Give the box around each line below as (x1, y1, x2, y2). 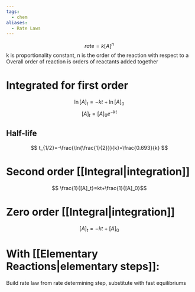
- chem (11, 14, 28, 20)
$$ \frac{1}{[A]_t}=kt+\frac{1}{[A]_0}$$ (51, 184, 147, 191)
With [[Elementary (6, 247, 99, 261)
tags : (6, 8, 19, 15)
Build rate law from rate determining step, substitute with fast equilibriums (6, 279, 186, 286)
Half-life (6, 129, 37, 139)
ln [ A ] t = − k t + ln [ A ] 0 (74, 98, 125, 107)
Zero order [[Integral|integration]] (6, 206, 175, 219)
